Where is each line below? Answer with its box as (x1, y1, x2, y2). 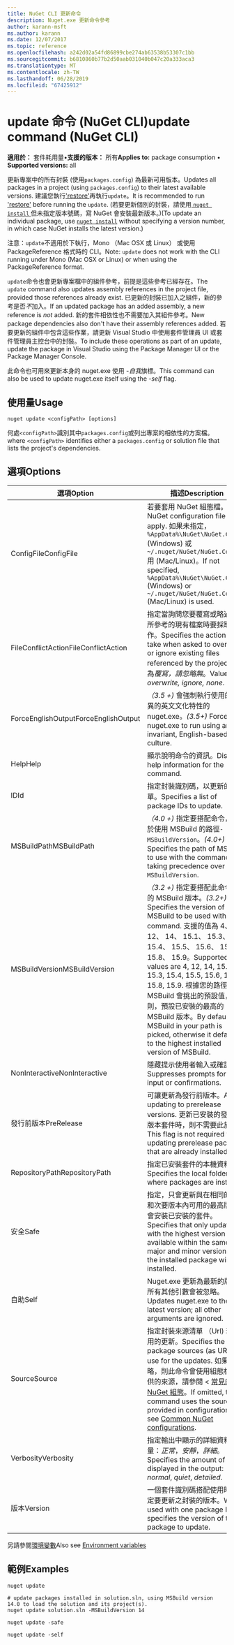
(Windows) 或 (147, 539, 192, 548)
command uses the (147, 1396, 210, 1406)
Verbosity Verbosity (10, 1453, 75, 1463)
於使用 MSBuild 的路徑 (147, 824, 220, 833)
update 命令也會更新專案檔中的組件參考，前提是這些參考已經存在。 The (7, 277, 208, 286)
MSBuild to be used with (147, 911, 227, 921)
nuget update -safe (7, 1618, 64, 1626)
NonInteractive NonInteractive (10, 1068, 108, 1078)
